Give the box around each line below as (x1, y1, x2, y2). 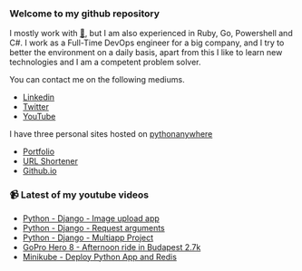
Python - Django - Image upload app (22, 212, 161, 224)
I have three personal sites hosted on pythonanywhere (9, 129, 213, 140)
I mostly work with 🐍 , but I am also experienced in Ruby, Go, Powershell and (9, 28, 293, 39)
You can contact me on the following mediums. (9, 74, 185, 85)
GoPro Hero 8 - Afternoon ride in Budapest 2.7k (22, 241, 201, 252)
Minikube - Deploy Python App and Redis (22, 251, 177, 262)
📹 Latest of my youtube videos (9, 189, 150, 201)
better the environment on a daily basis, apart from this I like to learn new (9, 47, 283, 58)
